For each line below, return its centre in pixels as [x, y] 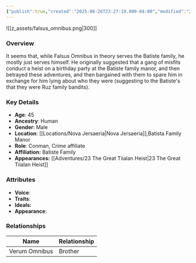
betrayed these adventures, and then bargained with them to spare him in [94, 74]
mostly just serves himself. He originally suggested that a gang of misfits [93, 62]
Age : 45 [24, 115]
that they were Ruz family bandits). [48, 87]
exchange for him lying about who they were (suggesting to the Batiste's [93, 81]
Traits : [22, 199]
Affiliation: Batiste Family [45, 152]
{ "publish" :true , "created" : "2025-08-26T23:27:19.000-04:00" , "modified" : [96, 11]
